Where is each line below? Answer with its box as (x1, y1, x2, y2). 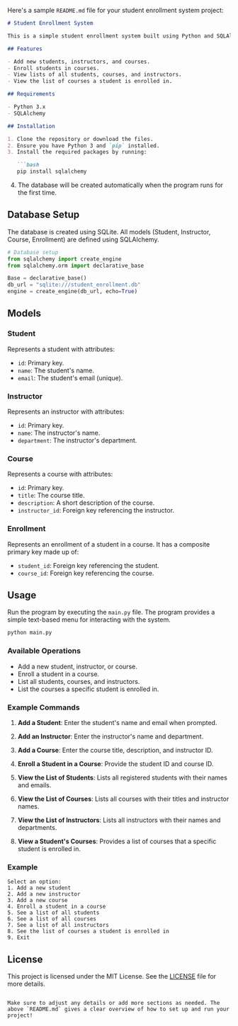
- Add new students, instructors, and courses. (7, 58, 151, 65)
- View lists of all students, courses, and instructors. (7, 71, 182, 79)
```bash (16, 161, 40, 169)
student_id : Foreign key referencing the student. (17, 561, 159, 569)
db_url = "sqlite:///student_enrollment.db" (7, 281, 141, 289)
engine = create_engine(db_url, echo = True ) (7, 288, 138, 295)
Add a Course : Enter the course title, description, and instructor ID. (17, 746, 214, 754)
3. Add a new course (7, 897, 69, 904)
